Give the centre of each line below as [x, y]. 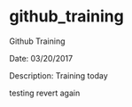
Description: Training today [58, 75]
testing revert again [45, 93]
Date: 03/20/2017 [41, 58]
